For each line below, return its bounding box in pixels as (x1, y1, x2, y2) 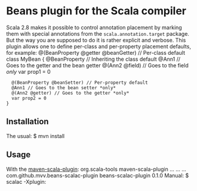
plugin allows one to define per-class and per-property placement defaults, (6, 43, 191, 50)
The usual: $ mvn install (6, 132, 64, 139)
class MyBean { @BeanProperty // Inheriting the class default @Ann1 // (6, 55, 181, 62)
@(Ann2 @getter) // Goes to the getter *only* (11, 90, 130, 96)
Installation (6, 117, 49, 127)
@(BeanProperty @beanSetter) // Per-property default (11, 79, 148, 86)
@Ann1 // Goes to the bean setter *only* (11, 84, 116, 90)
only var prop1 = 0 (6, 68, 51, 75)
